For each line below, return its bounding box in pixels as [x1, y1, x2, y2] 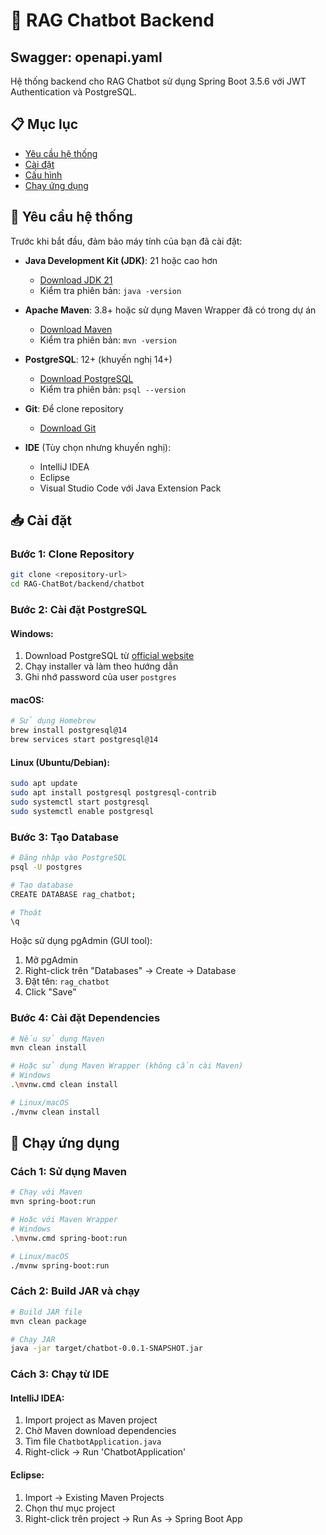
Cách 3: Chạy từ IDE [10, 1367, 110, 1381]
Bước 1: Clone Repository [10, 547, 135, 561]
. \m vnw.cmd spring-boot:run [10, 1233, 128, 1243]
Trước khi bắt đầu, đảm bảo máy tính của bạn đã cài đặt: [10, 235, 243, 247]
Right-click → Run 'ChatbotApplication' [24, 1446, 187, 1458]
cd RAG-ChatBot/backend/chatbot [10, 579, 145, 589]
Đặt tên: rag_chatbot [24, 975, 110, 988]
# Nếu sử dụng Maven [10, 1034, 105, 1044]
